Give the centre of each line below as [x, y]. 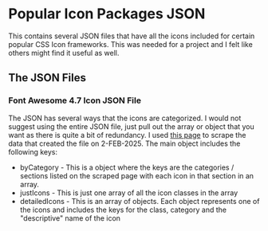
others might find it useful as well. [64, 53]
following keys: [33, 151]
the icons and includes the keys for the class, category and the [123, 209]
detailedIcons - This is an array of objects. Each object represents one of [140, 201]
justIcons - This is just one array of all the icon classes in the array [129, 193]
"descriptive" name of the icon [70, 218]
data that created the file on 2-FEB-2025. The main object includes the [124, 143]
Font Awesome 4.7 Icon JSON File [75, 100]
